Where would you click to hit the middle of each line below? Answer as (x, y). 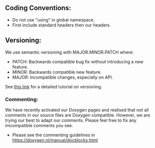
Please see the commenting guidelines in (54, 135)
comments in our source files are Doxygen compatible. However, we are (78, 115)
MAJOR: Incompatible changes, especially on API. (63, 77)
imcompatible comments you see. (39, 125)
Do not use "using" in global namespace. (53, 20)
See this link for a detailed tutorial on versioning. (54, 86)
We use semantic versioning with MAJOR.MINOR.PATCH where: (69, 52)
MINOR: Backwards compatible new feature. (57, 72)
